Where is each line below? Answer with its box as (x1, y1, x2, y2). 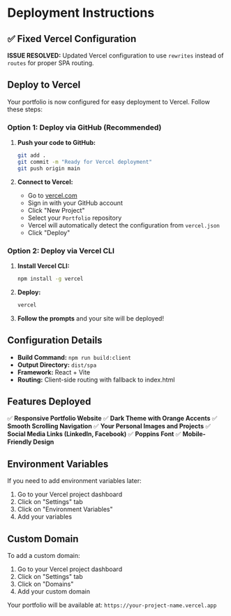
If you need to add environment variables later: (7, 477, 142, 485)
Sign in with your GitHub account (27, 198, 124, 207)
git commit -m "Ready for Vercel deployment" (17, 158, 152, 165)
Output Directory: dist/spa (17, 360, 97, 369)
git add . (17, 152, 47, 159)
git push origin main (17, 164, 80, 172)
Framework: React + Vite (17, 367, 91, 376)
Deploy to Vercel (7, 79, 81, 91)
